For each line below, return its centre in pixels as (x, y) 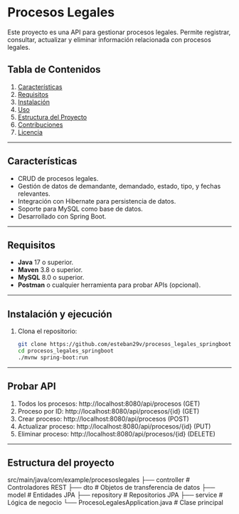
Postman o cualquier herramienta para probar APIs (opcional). (109, 285)
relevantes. (34, 194)
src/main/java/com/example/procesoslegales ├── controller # (99, 480)
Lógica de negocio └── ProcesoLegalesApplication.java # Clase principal (116, 503)
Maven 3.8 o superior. (50, 270)
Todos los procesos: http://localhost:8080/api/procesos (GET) (109, 404)
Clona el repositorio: (47, 331)
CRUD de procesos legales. (58, 178)
